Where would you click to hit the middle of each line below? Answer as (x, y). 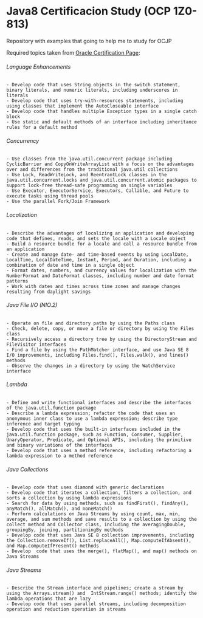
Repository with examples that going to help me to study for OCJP (89, 41)
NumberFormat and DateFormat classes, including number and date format (100, 276)
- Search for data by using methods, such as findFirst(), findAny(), (98, 503)
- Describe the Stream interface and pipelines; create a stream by (95, 588)
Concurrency (23, 140)
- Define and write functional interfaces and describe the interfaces (99, 402)
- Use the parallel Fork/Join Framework (58, 202)
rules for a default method (42, 128)
